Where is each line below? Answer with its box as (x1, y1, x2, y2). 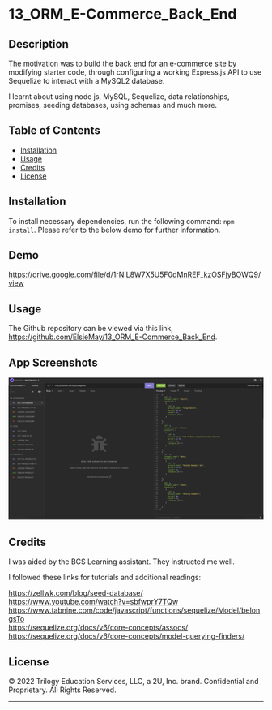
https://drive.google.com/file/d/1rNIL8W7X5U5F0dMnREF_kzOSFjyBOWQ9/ (8, 269, 261, 280)
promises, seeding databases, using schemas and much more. (8, 101, 217, 110)
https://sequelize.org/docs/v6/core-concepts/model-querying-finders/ (8, 631, 245, 641)
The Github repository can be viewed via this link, (8, 324, 174, 333)
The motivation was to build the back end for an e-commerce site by (8, 58, 237, 68)
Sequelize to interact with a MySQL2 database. (8, 76, 165, 85)
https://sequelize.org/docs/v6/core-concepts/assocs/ (8, 622, 189, 633)
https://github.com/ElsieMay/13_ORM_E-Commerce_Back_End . (8, 332, 218, 342)
